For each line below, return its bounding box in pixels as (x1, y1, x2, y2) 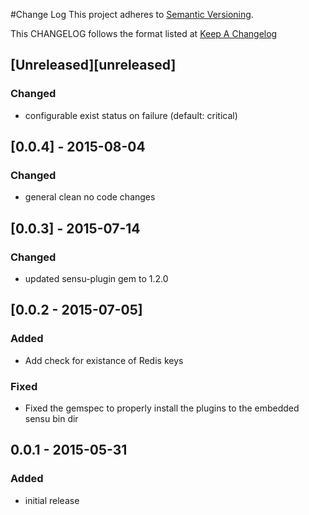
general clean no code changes (24, 191, 156, 203)
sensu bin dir (24, 413, 79, 425)
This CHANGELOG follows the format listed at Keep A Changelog (10, 28, 278, 39)
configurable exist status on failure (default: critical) (24, 109, 238, 121)
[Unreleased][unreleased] (10, 57, 177, 74)
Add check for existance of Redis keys (24, 354, 184, 366)
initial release (24, 494, 80, 506)
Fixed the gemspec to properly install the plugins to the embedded (24, 402, 300, 414)
